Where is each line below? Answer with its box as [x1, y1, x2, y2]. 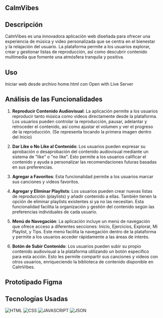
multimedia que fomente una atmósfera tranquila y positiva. [5, 54, 125, 60]
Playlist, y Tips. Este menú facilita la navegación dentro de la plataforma [12, 228, 157, 234]
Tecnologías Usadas [5, 295, 68, 303]
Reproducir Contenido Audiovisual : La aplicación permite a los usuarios [12, 108, 158, 114]
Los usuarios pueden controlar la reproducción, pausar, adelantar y [12, 118, 147, 124]
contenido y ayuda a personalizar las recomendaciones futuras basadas [12, 159, 157, 165]
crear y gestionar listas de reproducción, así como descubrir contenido [5, 49, 147, 55]
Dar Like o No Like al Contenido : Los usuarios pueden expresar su [12, 143, 146, 149]
